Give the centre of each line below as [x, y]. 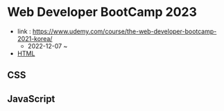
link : [24, 31]
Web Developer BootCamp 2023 [102, 12]
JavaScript [31, 99]
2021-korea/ [35, 38]
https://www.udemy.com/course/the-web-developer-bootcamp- [124, 31]
